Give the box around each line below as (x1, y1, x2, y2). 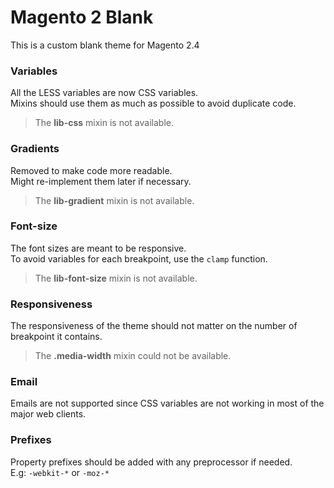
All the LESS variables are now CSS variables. (10, 87, 199, 99)
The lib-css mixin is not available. (34, 117, 174, 129)
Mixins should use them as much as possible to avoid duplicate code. (10, 97, 297, 110)
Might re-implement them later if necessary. (10, 175, 192, 187)
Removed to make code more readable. (10, 164, 173, 176)
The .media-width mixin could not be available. (34, 350, 232, 362)
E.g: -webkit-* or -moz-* (10, 466, 110, 478)
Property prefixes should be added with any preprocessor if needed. (10, 456, 293, 468)
